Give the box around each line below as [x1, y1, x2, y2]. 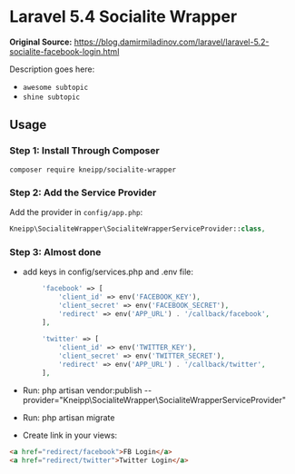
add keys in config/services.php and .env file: [22, 266, 193, 278]
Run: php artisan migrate [22, 411, 115, 423]
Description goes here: [9, 64, 95, 74]
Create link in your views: [22, 430, 118, 440]
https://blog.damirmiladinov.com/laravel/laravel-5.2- [74, 36, 270, 47]
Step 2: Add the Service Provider [9, 186, 157, 199]
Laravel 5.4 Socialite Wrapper [9, 6, 238, 27]
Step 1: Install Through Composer [9, 144, 161, 157]
